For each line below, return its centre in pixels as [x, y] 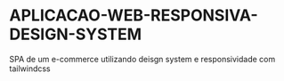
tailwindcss [30, 69]
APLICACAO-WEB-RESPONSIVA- [134, 16]
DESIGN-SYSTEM [76, 34]
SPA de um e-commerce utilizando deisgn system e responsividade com [142, 59]
